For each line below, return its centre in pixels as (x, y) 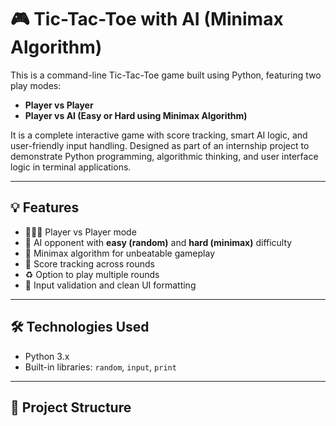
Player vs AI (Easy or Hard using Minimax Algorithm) (136, 115)
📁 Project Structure (71, 407)
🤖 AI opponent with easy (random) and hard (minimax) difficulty (158, 242)
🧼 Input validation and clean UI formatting (110, 285)
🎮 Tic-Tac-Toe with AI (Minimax (147, 19)
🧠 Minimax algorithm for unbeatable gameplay (120, 253)
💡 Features (45, 207)
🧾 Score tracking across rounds (89, 263)
